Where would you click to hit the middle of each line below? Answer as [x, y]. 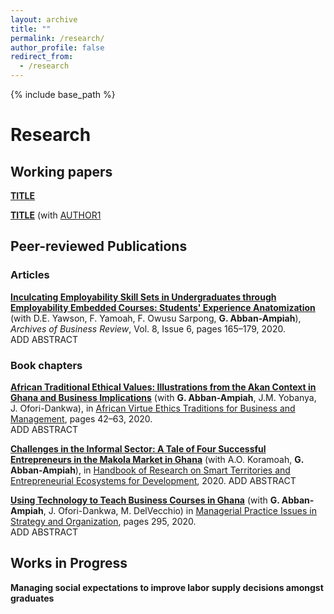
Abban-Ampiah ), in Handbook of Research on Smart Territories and [150, 470]
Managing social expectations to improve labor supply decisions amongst [167, 587]
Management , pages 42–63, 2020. [81, 418]
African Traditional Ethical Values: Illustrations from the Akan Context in [163, 387]
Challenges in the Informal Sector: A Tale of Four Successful [138, 448]
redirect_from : [42, 57]
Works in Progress [69, 563]
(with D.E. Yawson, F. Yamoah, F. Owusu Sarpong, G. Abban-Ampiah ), [156, 318]
